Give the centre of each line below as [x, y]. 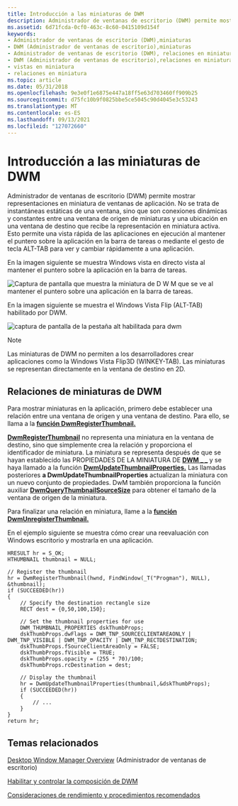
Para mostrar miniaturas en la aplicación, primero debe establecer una [110, 408]
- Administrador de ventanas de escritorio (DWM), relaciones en [106, 54]
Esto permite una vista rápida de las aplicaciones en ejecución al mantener [117, 234]
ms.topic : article [34, 80]
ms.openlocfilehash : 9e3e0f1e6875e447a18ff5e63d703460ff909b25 [103, 93]
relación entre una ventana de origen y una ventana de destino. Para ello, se [119, 416]
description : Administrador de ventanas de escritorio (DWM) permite [112, 21]
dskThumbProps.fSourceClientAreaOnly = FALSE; [90, 647]
